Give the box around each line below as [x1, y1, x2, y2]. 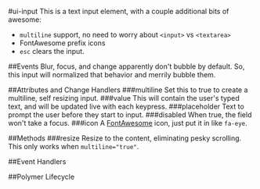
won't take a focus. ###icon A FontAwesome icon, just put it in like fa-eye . [8, 119, 248, 127]
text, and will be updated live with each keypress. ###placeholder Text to [8, 102, 244, 111]
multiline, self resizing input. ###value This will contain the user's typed [8, 94, 240, 102]
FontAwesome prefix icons [19, 38, 106, 48]
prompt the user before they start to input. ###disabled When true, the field [8, 110, 252, 119]
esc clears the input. [19, 47, 85, 55]
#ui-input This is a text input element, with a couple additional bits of [8, 7, 229, 16]
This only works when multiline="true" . [8, 142, 139, 151]
